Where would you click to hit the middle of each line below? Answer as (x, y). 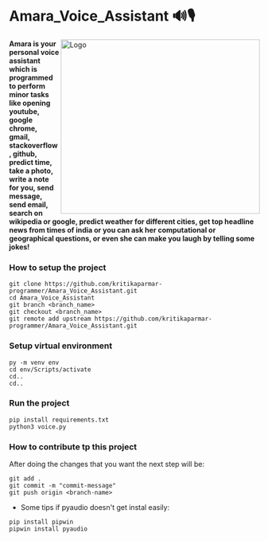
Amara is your (33, 43)
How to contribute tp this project (73, 446)
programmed (31, 77)
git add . (25, 479)
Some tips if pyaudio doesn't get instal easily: (95, 508)
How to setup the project (58, 267)
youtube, (24, 111)
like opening (30, 103)
